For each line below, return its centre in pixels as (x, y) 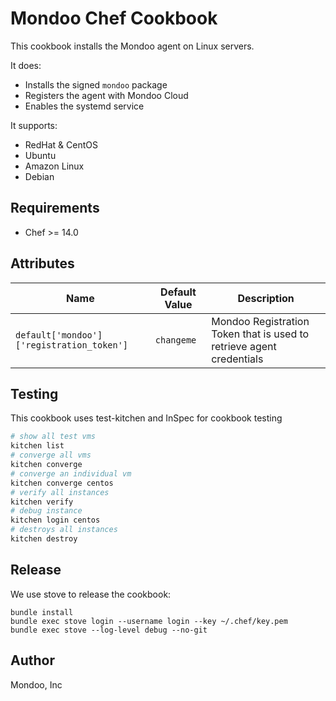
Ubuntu (40, 155)
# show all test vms (53, 437)
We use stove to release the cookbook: (91, 594)
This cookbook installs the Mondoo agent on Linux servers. (132, 46)
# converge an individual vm (71, 473)
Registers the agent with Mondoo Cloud (106, 95)
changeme (175, 340)
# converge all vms (51, 455)
